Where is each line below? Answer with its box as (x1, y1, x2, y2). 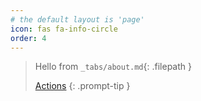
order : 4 (10, 33, 47, 43)
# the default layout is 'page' (10, 14, 145, 25)
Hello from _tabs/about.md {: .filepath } (34, 61, 192, 73)
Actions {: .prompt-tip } (34, 80, 131, 92)
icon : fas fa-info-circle (10, 24, 118, 34)
